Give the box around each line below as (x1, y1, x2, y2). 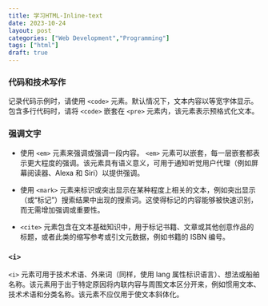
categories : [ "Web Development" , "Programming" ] (8, 34, 170, 42)
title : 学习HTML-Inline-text (8, 11, 103, 20)
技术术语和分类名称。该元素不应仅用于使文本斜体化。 (8, 289, 184, 299)
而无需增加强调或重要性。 (19, 205, 105, 214)
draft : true (8, 49, 48, 57)
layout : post (8, 26, 52, 34)
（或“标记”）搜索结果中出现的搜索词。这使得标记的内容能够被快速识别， (19, 195, 258, 205)
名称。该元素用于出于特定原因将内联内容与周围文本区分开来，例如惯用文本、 (8, 279, 261, 288)
